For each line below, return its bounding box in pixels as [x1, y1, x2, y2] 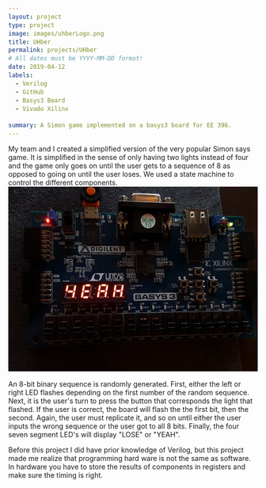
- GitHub [15, 88, 44, 96]
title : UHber [8, 38, 51, 46]
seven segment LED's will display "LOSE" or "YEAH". [8, 429, 180, 439]
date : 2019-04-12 [8, 63, 66, 71]
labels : [8, 71, 34, 79]
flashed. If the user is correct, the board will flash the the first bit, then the [8, 404, 249, 414]
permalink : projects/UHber [8, 46, 97, 55]
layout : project [8, 13, 62, 21]
